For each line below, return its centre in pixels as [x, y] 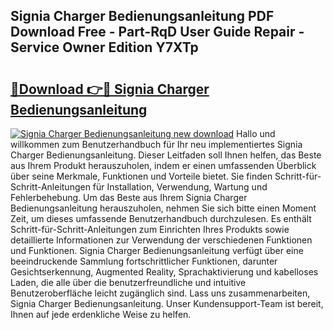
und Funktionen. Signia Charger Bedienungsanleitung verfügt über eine [157, 250]
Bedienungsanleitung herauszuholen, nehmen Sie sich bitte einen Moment [163, 208]
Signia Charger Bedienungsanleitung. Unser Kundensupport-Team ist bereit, [167, 303]
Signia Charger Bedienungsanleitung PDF [142, 16]
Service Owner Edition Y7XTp [104, 47]
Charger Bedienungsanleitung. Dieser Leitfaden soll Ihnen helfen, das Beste [166, 155]
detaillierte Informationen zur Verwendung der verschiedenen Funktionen [161, 240]
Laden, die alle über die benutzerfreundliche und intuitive [128, 282]
